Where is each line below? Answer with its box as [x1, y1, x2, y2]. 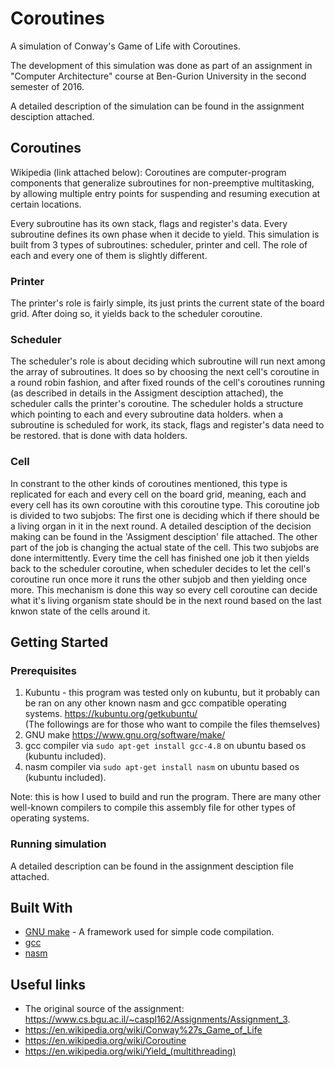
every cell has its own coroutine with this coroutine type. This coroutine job [10, 498, 320, 511]
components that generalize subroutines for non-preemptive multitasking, [10, 177, 315, 189]
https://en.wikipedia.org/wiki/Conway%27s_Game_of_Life [24, 1024, 263, 1036]
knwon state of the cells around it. [10, 605, 151, 617]
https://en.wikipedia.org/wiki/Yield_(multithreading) [24, 1045, 237, 1057]
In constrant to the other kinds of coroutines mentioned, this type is [10, 477, 288, 489]
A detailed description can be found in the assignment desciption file [10, 860, 294, 872]
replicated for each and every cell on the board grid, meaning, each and [10, 488, 307, 500]
